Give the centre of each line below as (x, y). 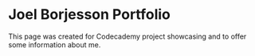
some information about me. (55, 44)
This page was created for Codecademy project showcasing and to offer (127, 36)
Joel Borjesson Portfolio (90, 15)
